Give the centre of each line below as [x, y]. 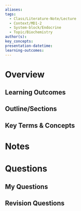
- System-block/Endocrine [35, 28]
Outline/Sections [31, 109]
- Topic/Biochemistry [31, 32]
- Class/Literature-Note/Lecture [43, 19]
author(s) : [16, 37]
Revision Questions [35, 203]
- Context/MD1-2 [26, 23]
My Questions [27, 186]
